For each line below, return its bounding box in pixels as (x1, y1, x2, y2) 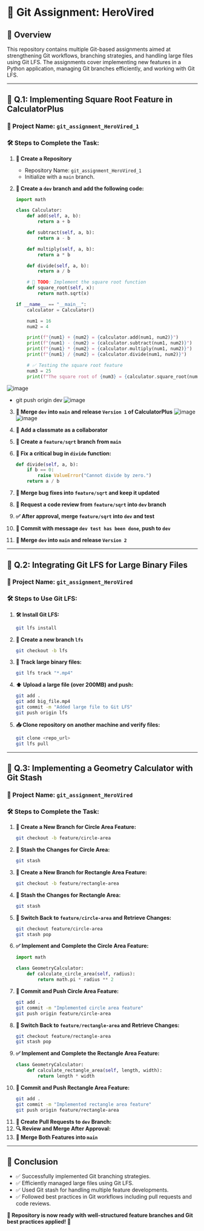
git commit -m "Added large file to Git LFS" (15, 704, 133, 710)
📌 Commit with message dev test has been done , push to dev (15, 525, 171, 532)
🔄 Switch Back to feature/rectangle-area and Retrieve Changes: (15, 1021, 180, 1029)
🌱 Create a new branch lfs (15, 636, 84, 643)
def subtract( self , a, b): (27, 229, 95, 236)
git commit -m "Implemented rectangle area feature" (15, 1101, 152, 1107)
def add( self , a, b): (27, 213, 81, 219)
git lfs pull (15, 741, 49, 747)
